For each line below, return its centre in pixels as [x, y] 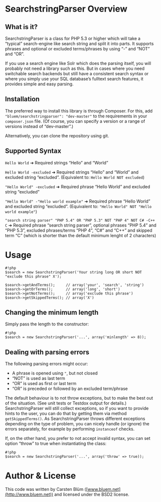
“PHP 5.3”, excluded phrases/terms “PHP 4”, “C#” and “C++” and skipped [79, 230]
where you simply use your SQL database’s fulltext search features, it [74, 79]
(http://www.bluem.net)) [29, 494]
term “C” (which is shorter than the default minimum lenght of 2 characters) [81, 235]
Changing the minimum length [52, 312]
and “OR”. [15, 54]
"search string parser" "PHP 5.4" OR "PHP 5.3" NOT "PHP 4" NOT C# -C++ [80, 220]
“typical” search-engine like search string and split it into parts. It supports [80, 44]
